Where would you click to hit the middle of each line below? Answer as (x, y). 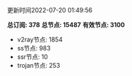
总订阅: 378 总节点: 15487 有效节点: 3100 (66, 25)
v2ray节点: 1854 (40, 39)
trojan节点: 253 (38, 65)
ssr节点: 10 (32, 57)
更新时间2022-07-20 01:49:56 (50, 10)
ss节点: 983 (34, 48)
